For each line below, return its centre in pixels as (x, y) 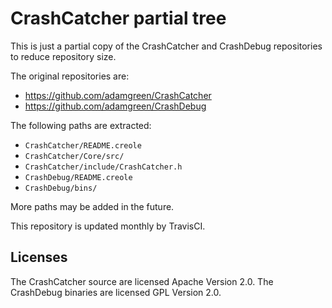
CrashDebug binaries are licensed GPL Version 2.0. (116, 292)
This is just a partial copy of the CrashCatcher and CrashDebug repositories (166, 46)
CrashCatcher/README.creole (83, 145)
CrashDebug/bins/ (61, 188)
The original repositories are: (70, 76)
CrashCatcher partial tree (118, 18)
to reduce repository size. (63, 56)
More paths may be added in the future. (92, 206)
